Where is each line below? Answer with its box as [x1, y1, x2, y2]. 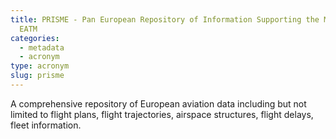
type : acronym [10, 61, 70, 71]
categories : [10, 33, 60, 43]
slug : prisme [10, 71, 65, 81]
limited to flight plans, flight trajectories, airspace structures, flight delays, [10, 108, 314, 120]
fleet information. [10, 119, 82, 131]
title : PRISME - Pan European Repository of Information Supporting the [10, 14, 320, 25]
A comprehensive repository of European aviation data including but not [10, 97, 307, 110]
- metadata [19, 42, 65, 53]
